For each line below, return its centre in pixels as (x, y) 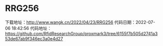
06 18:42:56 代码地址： (28, 28)
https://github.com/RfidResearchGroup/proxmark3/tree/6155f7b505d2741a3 (81, 34)
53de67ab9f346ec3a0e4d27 (34, 38)
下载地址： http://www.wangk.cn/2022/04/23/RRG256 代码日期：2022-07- (80, 22)
